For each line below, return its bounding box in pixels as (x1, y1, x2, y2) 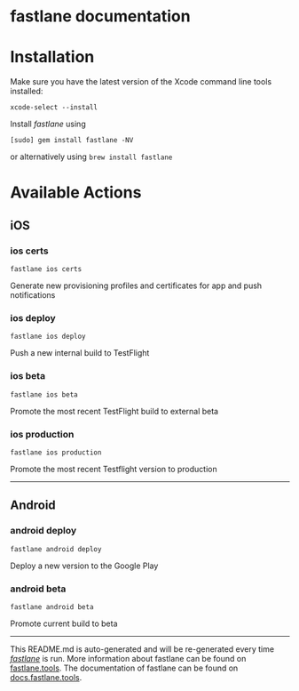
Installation (10, 47, 95, 68)
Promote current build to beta (10, 618, 118, 629)
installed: (10, 86, 43, 97)
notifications (10, 290, 56, 300)
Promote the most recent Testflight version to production (10, 463, 218, 474)
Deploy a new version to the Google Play (10, 560, 159, 571)
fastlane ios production (10, 447, 102, 457)
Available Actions (10, 182, 142, 203)
